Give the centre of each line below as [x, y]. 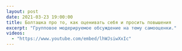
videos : [16, 33]
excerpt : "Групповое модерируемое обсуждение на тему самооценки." [92, 28]
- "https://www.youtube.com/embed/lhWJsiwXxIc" [72, 39]
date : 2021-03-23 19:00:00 [40, 17]
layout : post [22, 11]
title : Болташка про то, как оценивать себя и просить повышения [89, 22]
